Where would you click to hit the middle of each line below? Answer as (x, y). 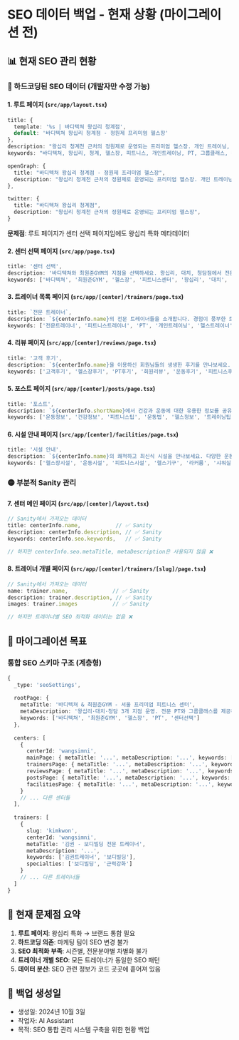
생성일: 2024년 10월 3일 (51, 1012)
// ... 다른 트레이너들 (50, 877)
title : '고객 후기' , (35, 358)
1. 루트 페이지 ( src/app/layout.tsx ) (58, 105)
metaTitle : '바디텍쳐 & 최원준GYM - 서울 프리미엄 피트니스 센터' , (108, 705)
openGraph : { (27, 166)
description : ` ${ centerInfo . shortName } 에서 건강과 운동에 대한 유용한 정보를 (113, 411)
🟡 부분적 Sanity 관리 (42, 483)
